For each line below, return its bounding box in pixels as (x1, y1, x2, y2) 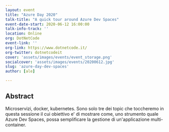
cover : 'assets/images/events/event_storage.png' (5, 54, 113, 60)
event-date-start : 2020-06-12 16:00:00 (5, 21, 90, 27)
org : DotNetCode (5, 36, 40, 41)
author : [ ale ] (5, 69, 36, 74)
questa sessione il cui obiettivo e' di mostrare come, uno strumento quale (5, 111, 159, 117)
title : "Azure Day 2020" (5, 12, 58, 17)
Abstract (5, 92, 34, 101)
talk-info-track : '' (5, 26, 49, 31)
